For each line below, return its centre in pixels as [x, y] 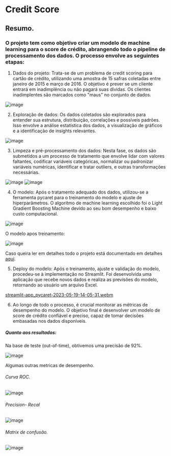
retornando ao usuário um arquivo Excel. [55, 285]
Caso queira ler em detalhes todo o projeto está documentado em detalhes [84, 253]
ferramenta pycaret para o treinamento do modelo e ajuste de [77, 197]
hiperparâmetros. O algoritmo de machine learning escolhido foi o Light [88, 203]
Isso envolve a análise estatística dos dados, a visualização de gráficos [87, 125]
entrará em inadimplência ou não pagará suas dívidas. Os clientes [82, 89]
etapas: [15, 62]
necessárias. [26, 172]
